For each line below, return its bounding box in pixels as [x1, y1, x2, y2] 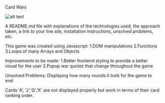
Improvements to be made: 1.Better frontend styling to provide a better [5, 58, 148, 63]
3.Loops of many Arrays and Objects [5, 49, 80, 54]
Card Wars [5, 4, 27, 10]
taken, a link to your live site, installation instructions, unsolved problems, [5, 28, 154, 34]
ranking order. [5, 93, 33, 98]
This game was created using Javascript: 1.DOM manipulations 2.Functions [5, 43, 158, 49]
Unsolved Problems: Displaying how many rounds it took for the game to [5, 73, 152, 78]
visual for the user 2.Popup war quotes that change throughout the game [5, 63, 154, 69]
